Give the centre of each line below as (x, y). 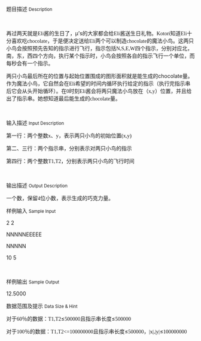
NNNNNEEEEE (24, 234)
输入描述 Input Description (35, 123)
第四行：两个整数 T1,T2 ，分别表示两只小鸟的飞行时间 (70, 161)
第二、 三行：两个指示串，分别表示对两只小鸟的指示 (69, 148)
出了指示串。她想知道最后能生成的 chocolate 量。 (63, 98)
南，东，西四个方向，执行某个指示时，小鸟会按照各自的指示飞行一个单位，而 (100, 56)
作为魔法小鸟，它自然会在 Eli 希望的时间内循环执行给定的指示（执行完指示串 (98, 83)
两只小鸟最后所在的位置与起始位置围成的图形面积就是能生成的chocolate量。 (100, 76)
